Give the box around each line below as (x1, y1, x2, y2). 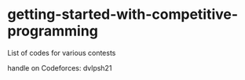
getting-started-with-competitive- (7, 5, 239, 24)
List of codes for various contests (7, 48, 116, 57)
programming (7, 22, 99, 40)
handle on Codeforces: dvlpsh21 (7, 63, 112, 72)
